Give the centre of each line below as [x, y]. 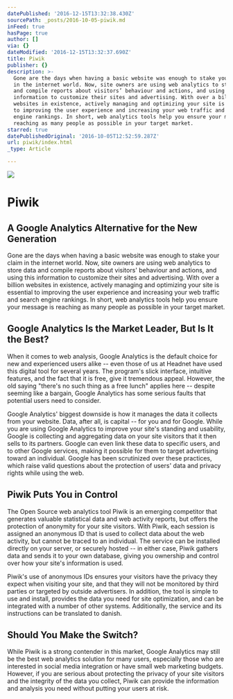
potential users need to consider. [54, 400]
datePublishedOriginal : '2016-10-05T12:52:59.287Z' [83, 136]
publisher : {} [28, 65]
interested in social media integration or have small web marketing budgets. [115, 666]
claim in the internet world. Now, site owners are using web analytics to [109, 263]
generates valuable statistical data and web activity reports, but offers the [113, 519]
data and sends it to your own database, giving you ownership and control [113, 555]
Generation [32, 239]
